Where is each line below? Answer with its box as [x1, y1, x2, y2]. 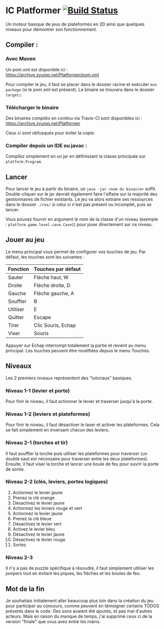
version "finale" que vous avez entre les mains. [5, 618, 101, 624]
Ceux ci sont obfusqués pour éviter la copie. [5, 130, 95, 136]
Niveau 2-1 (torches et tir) [5, 439, 68, 446]
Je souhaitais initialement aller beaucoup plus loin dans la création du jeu [5, 598, 154, 603]
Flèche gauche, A [34, 290, 74, 297]
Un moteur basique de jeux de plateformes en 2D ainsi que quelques [5, 21, 145, 27]
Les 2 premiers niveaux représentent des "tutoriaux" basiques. [5, 375, 133, 381]
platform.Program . [5, 159, 42, 165]
